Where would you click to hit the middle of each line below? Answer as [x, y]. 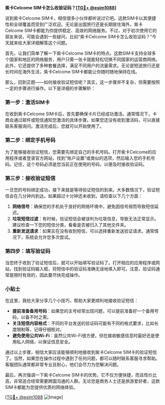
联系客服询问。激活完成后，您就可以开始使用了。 [55, 126]
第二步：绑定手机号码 [30, 140]
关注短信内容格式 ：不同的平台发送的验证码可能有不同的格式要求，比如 [83, 323]
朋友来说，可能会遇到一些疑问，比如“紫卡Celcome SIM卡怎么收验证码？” [79, 37]
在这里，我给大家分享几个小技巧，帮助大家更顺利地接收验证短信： [72, 301]
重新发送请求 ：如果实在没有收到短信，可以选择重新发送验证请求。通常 [83, 231]
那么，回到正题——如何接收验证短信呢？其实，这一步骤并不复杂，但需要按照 [82, 82]
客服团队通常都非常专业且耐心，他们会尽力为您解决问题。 [63, 365]
